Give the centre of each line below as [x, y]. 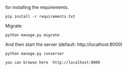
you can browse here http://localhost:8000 [53, 62]
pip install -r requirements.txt [40, 17]
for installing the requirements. [37, 7]
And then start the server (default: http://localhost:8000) [64, 44]
